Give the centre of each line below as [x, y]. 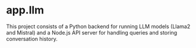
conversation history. [32, 39]
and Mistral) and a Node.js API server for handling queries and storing [92, 32]
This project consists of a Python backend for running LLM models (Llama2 [98, 26]
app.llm [25, 10]
